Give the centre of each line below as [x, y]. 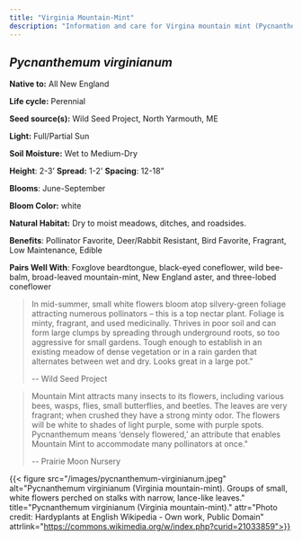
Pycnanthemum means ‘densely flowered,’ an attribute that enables [156, 435]
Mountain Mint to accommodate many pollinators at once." [140, 444]
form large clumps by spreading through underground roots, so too [155, 333]
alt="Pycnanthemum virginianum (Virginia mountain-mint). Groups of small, [149, 488]
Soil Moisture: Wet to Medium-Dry [73, 154]
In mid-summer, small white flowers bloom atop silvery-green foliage [158, 304]
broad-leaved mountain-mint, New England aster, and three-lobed [154, 277]
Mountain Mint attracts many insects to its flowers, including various [158, 396]
